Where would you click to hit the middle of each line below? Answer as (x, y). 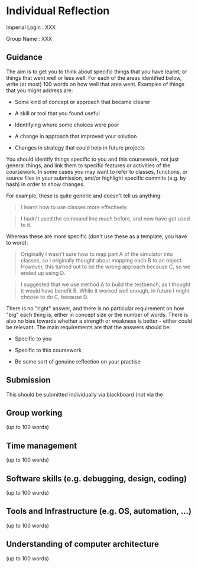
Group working (34, 413)
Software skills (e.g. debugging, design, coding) (97, 478)
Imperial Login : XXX (31, 27)
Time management (42, 445)
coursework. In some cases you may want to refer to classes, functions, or (97, 171)
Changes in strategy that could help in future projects (79, 147)
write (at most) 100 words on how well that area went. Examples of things (95, 84)
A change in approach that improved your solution (76, 136)
